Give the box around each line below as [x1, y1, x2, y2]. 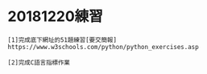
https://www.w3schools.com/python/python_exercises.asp [7, 43, 199, 51]
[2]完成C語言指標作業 [7, 58, 70, 67]
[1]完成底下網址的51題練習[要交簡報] [7, 35, 118, 44]
